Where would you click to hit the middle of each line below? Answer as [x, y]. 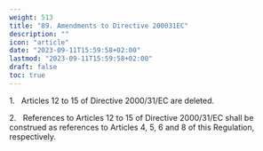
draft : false [33, 68]
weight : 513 [31, 17]
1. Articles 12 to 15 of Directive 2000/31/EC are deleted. [112, 100]
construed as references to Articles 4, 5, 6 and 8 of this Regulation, [132, 127]
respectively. [32, 136]
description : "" [39, 34]
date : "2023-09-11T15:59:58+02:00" [75, 51]
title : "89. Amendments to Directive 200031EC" [99, 26]
